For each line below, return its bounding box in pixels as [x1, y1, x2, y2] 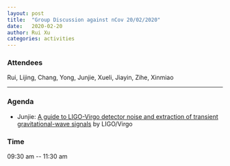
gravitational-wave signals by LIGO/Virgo [16, 120, 133, 128]
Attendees [7, 58, 43, 68]
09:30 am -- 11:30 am [7, 152, 68, 161]
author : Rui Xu [7, 29, 51, 36]
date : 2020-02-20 [7, 23, 63, 29]
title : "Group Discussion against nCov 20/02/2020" [7, 16, 161, 23]
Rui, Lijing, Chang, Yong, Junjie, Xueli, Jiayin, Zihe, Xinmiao [7, 73, 174, 82]
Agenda [7, 97, 34, 107]
